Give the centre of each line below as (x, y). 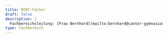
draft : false (19, 14)
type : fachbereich (24, 28)
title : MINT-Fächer (25, 10)
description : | (21, 19)
